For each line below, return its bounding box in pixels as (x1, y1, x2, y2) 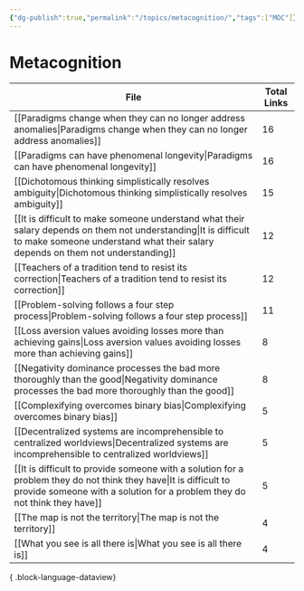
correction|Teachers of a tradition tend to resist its (14, 272, 228, 285)
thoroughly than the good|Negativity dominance (14, 373, 219, 386)
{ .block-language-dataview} (9, 571, 117, 582)
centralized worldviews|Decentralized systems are (14, 436, 229, 449)
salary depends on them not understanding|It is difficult (14, 224, 251, 236)
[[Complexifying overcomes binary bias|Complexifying (14, 399, 246, 412)
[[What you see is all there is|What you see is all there (14, 537, 242, 549)
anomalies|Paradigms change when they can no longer (14, 123, 248, 136)
